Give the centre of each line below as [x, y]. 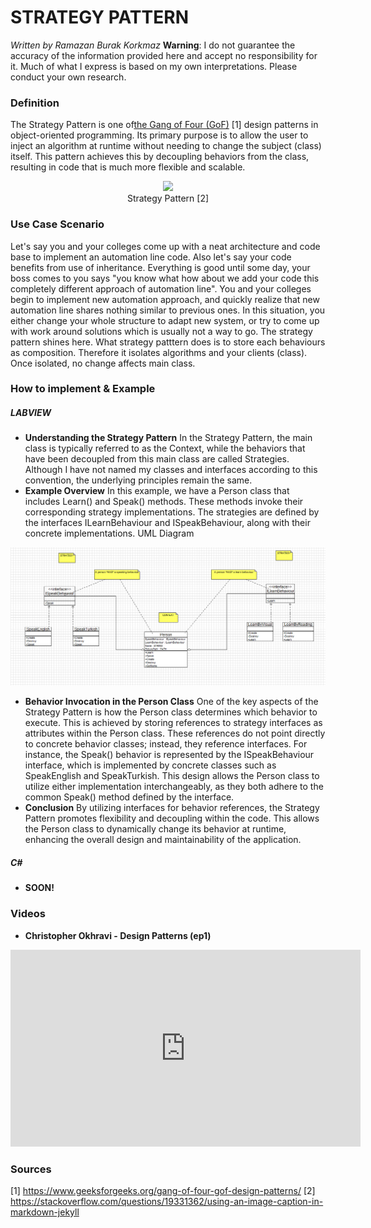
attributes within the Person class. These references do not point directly [175, 733]
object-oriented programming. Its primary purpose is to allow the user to [159, 135]
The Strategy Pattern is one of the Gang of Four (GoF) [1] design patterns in [164, 125]
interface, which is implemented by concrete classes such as [150, 765]
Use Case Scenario [57, 224]
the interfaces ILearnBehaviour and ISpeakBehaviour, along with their [167, 523]
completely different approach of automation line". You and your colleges [161, 288]
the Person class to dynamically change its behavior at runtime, [155, 829]
